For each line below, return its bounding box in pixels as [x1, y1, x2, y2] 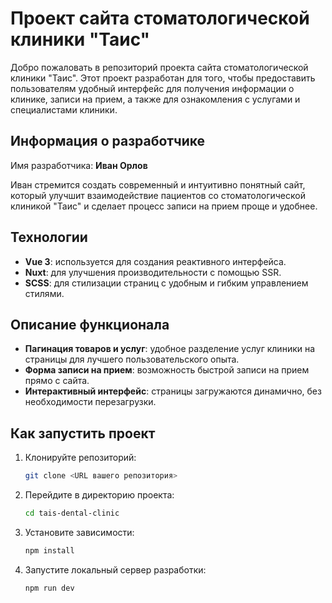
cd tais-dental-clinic [24, 508, 120, 519]
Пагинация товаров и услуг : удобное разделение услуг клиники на [24, 343, 316, 355]
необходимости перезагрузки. [24, 396, 157, 408]
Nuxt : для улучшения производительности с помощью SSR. [24, 266, 282, 278]
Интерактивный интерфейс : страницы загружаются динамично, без [24, 385, 322, 397]
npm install [24, 545, 75, 556]
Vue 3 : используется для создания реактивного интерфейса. [24, 255, 287, 267]
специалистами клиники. [10, 103, 118, 116]
